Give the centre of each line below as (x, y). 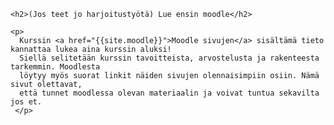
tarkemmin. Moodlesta (55, 67)
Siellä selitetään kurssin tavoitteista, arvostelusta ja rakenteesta (169, 58)
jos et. (26, 102)
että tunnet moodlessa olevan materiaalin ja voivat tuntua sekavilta (169, 93)
